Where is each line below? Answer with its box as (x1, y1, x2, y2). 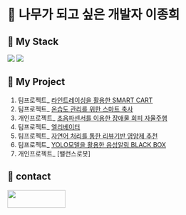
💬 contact (7, 171, 51, 183)
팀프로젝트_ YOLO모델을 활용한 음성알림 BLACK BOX (17, 140, 166, 149)
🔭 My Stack (7, 35, 59, 47)
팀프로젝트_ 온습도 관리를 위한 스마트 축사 (17, 104, 133, 113)
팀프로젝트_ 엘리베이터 (17, 122, 81, 131)
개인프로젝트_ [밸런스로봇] (17, 149, 91, 158)
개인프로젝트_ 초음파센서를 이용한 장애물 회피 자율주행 (17, 114, 167, 122)
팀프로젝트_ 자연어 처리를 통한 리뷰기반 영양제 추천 (17, 131, 158, 140)
